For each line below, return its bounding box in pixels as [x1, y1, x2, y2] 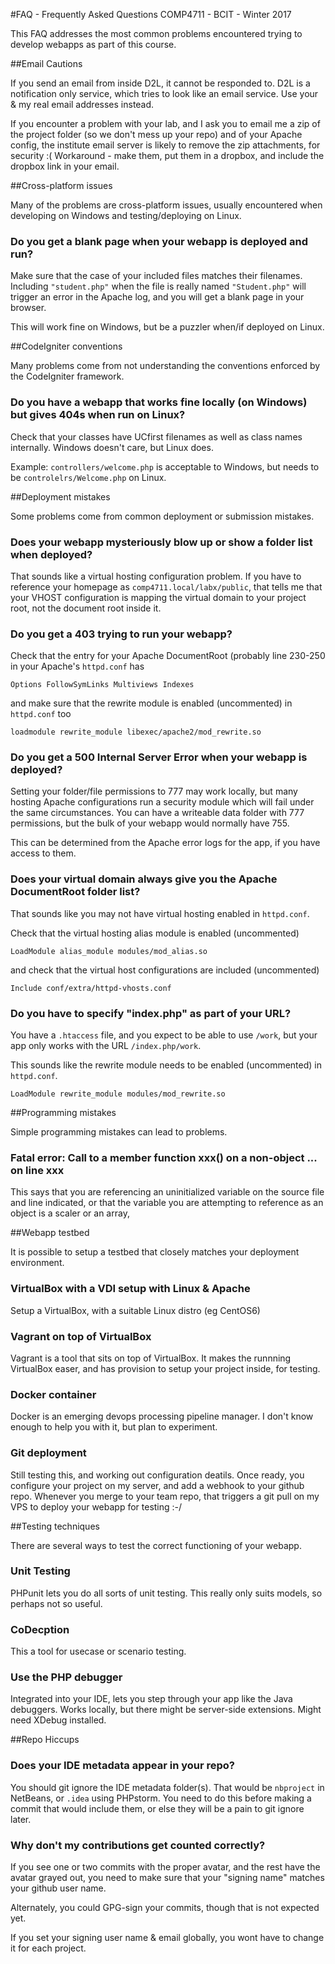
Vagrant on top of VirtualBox [10, 1329, 152, 1343]
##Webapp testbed [10, 1227, 90, 1239]
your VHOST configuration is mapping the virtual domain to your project [10, 591, 307, 603]
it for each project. [10, 1942, 87, 1954]
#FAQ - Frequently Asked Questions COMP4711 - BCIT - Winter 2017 [10, 9, 292, 20]
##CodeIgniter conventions [10, 340, 123, 353]
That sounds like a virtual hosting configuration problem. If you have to [10, 570, 302, 582]
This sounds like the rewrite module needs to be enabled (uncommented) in [10, 1059, 322, 1071]
